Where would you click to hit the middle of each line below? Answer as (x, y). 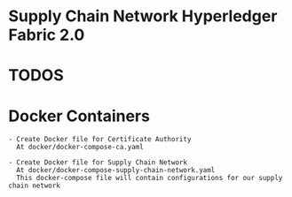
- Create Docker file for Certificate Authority (100, 140)
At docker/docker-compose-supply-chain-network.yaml (116, 170)
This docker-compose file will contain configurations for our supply (150, 178)
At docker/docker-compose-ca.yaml (80, 148)
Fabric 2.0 (47, 35)
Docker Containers (79, 116)
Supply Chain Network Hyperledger (143, 16)
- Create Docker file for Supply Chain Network (98, 163)
